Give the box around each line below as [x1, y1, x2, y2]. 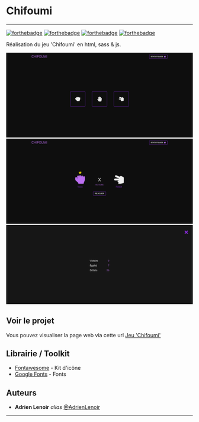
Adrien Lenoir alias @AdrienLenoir [14, 404, 101, 411]
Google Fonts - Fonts [14, 370, 66, 378]
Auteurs [6, 388, 37, 398]
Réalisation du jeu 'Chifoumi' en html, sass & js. [6, 40, 121, 48]
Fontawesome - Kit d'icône [14, 365, 81, 372]
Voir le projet [6, 316, 54, 326]
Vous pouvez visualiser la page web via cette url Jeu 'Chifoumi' [6, 331, 161, 338]
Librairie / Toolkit [6, 349, 70, 359]
